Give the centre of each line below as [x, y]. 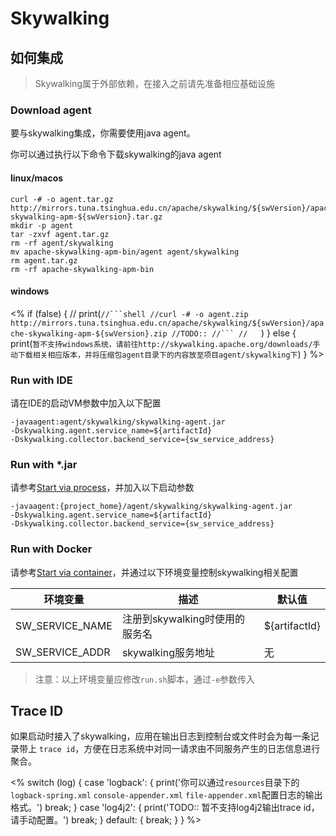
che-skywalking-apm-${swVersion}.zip [89, 333]
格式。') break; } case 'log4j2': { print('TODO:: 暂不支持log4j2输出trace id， [165, 808]
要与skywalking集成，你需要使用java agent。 [103, 133]
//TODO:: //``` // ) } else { [234, 333]
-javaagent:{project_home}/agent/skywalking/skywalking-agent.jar [151, 507]
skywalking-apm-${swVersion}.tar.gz [86, 217]
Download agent [51, 110]
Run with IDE [41, 380]
